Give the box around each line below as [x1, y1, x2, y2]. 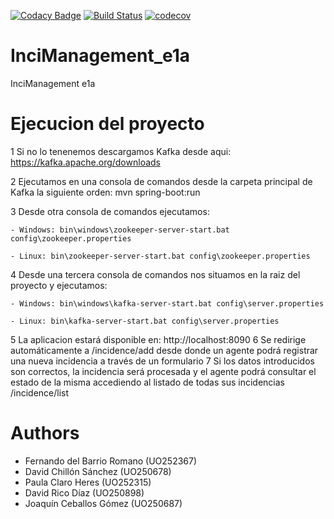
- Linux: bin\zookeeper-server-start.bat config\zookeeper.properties [10, 251, 311, 261]
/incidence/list [10, 386, 70, 399]
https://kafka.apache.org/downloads [10, 156, 161, 168]
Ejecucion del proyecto [10, 113, 205, 135]
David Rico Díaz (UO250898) [24, 486, 145, 499]
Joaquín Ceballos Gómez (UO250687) [24, 497, 183, 509]
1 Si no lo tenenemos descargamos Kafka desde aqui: [10, 145, 232, 157]
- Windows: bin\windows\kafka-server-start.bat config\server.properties [10, 298, 325, 309]
